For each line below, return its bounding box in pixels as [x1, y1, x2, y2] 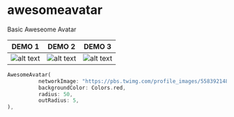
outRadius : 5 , [38, 97, 79, 104]
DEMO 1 [11, 41, 40, 51]
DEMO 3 [83, 41, 111, 51]
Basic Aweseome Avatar [7, 25, 77, 33]
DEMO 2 [47, 41, 75, 51]
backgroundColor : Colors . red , [38, 84, 127, 91]
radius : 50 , [38, 91, 73, 97]
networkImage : [38, 77, 79, 85]
